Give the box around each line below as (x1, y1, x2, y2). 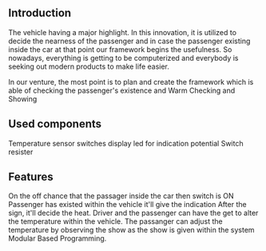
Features (8, 170, 54, 184)
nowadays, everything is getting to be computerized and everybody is (8, 53, 239, 62)
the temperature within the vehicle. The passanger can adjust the (8, 217, 223, 226)
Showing (8, 94, 38, 103)
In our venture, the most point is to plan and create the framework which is (8, 77, 254, 86)
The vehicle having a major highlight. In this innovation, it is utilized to (8, 27, 237, 37)
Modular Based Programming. (8, 233, 107, 243)
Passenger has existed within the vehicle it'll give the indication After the (8, 200, 247, 209)
